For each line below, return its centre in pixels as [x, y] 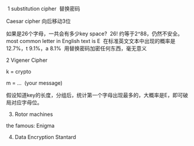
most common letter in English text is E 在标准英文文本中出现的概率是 [91, 41]
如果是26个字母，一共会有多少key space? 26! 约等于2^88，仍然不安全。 [95, 34]
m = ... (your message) [34, 83]
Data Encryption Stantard [45, 137]
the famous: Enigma [30, 126]
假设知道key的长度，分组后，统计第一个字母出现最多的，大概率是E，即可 [95, 95]
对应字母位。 [27, 102]
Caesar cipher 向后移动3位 [38, 21]
